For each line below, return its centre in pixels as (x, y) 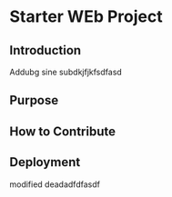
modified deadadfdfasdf (55, 184)
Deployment (45, 162)
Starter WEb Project (86, 17)
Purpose (34, 100)
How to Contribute (63, 131)
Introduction (46, 50)
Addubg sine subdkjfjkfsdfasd (66, 72)
